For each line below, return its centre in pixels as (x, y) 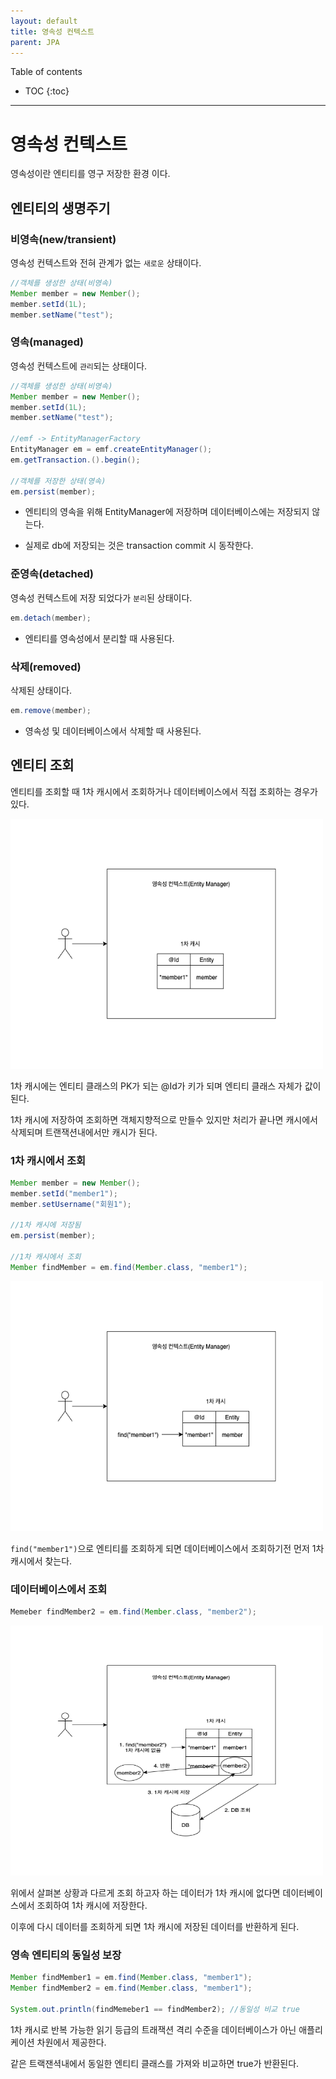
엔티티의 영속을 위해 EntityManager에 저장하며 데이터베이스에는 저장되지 (167, 512)
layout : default (44, 21)
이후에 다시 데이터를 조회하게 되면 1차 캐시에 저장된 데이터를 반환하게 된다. (155, 1926)
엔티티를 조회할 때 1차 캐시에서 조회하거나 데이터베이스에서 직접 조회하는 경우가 (164, 791)
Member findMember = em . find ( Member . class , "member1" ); (129, 1267)
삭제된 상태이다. (41, 690)
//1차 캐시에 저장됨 (46, 1225)
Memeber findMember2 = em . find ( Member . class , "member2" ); (133, 1612)
